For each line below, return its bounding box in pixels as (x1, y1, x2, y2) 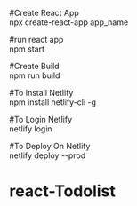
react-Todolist (9, 181, 116, 202)
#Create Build (9, 61, 60, 71)
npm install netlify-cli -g (9, 97, 96, 107)
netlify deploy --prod (9, 150, 86, 161)
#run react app (9, 35, 64, 44)
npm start (9, 44, 45, 54)
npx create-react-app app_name (9, 17, 129, 28)
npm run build (9, 70, 60, 81)
